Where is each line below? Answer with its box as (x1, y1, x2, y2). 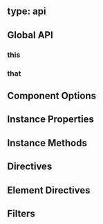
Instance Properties (7, 114, 95, 126)
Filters (7, 207, 36, 219)
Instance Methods (7, 137, 88, 148)
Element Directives (7, 184, 91, 196)
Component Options (7, 90, 97, 102)
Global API (7, 29, 53, 41)
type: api (7, 6, 46, 17)
